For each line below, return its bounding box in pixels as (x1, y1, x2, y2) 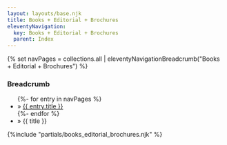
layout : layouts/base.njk (7, 10, 81, 17)
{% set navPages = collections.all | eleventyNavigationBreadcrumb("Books (7, 55, 221, 63)
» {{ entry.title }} (17, 102, 63, 110)
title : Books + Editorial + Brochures (7, 17, 119, 23)
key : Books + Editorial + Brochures (13, 29, 119, 37)
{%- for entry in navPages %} (17, 95, 102, 104)
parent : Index (13, 36, 54, 43)
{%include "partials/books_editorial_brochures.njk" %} (7, 130, 163, 139)
